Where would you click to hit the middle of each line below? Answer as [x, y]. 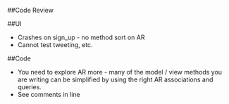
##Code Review [31, 10]
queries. [30, 87]
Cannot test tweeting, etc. [55, 45]
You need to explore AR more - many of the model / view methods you [120, 72]
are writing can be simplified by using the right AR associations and [115, 79]
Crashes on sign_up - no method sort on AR [81, 37]
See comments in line [49, 95]
